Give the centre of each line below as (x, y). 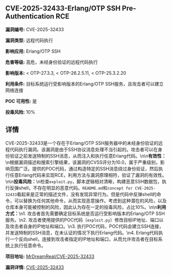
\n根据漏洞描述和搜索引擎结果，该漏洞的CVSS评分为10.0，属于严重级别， (83, 162)
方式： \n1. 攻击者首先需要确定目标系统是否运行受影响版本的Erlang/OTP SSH (85, 213)
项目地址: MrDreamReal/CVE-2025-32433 (50, 256)
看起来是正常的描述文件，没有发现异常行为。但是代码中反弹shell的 (87, 194)
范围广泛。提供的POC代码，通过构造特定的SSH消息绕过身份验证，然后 (84, 168)
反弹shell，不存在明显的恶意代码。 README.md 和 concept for (71, 188)
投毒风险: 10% (20, 112)
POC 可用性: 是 (21, 101)
